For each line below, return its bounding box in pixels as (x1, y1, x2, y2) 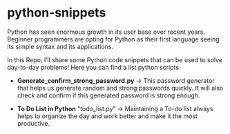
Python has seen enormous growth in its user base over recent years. (7, 28, 206, 36)
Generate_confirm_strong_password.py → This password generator (17, 76, 215, 84)
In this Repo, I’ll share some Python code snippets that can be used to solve (7, 55, 223, 64)
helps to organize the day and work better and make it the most (17, 112, 198, 120)
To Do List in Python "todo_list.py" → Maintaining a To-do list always (17, 104, 213, 113)
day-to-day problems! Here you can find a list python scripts (7, 63, 180, 71)
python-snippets (7, 5, 106, 21)
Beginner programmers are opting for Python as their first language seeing (7, 35, 220, 43)
